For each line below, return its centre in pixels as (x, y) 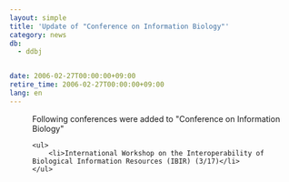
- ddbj (30, 52)
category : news (38, 35)
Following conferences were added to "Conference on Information (156, 118)
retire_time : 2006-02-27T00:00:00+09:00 (87, 85)
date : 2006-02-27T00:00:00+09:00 (73, 76)
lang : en (26, 93)
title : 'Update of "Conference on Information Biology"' (120, 26)
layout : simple (38, 18)
